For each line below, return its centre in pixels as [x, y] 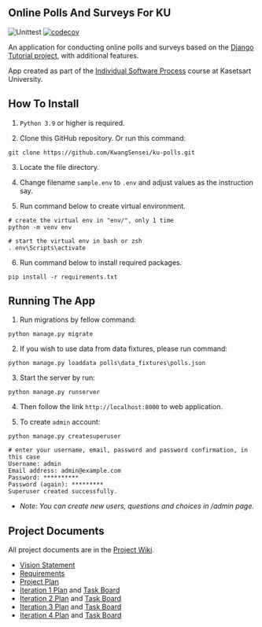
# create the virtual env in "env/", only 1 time [91, 220]
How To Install [44, 104]
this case [24, 457]
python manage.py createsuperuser [65, 437]
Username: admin [35, 464]
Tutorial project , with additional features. [74, 55]
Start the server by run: [57, 378]
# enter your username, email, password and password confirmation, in [128, 450]
